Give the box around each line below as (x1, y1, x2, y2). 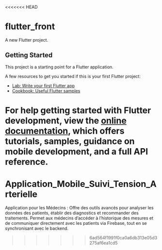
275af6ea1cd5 (89, 240, 118, 246)
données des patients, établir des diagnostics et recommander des (5, 210, 139, 216)
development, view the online (5, 115, 127, 126)
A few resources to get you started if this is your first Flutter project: (5, 73, 141, 79)
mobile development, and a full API (5, 146, 148, 157)
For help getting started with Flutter (5, 105, 151, 116)
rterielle (5, 189, 38, 200)
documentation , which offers (5, 125, 125, 136)
